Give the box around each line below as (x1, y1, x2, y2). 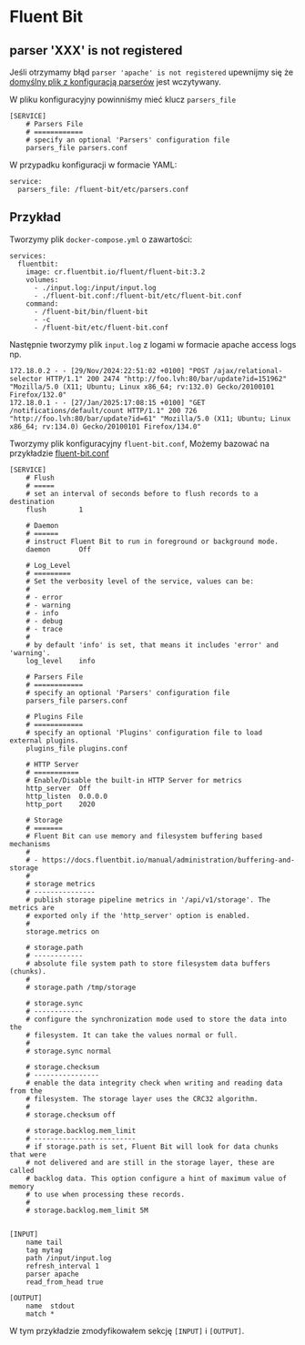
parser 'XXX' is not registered (9, 43, 183, 58)
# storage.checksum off (25, 1110, 117, 1119)
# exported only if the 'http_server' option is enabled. (25, 911, 250, 920)
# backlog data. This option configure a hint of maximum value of (25, 1174, 287, 1183)
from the (9, 1086, 43, 1096)
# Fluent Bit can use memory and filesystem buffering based (25, 831, 262, 841)
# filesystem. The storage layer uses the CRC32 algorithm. (25, 1094, 259, 1103)
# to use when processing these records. (25, 1189, 185, 1198)
